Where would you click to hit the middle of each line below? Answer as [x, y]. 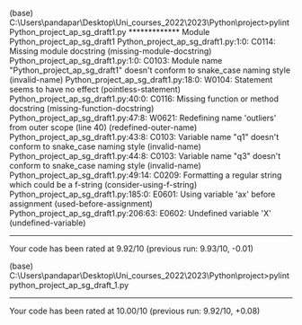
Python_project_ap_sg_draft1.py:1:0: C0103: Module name [116, 61]
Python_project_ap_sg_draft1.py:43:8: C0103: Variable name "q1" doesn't [144, 137]
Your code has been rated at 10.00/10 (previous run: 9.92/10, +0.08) [135, 311]
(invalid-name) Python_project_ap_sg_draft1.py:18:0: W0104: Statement [141, 79]
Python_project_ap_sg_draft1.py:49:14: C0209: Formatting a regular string [146, 175]
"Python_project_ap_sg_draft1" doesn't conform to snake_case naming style [150, 70]
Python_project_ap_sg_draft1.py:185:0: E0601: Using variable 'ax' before [142, 194]
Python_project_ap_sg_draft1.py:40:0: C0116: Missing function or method [144, 99]
